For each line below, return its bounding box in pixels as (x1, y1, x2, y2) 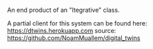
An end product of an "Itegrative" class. (7, 6, 120, 14)
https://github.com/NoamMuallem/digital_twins (7, 34, 141, 42)
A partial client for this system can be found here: (7, 19, 147, 27)
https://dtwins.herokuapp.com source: (7, 27, 116, 35)
